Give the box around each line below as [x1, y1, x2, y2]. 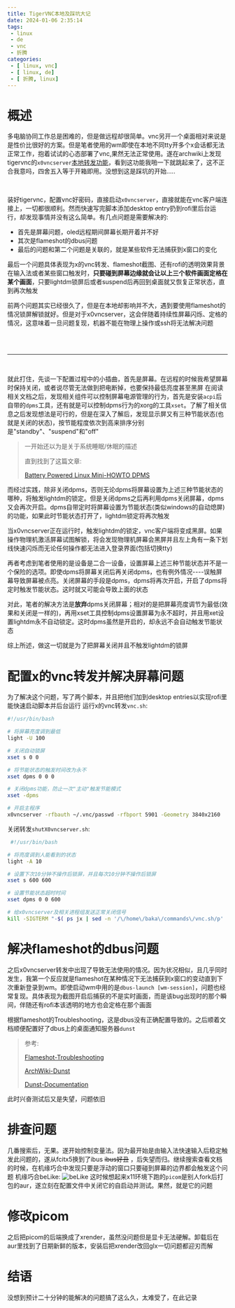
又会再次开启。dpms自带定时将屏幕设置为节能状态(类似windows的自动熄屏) [7, 503, 225, 512]
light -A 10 [7, 858, 42, 865]
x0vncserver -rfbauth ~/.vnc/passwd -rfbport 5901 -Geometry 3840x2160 [7, 811, 220, 818]
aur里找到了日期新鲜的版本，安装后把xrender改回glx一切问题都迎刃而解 [7, 1242, 213, 1250]
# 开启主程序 [7, 805, 40, 812]
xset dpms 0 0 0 [7, 773, 55, 780]
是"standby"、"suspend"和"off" [7, 428, 99, 436]
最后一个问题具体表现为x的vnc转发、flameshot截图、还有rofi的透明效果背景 [7, 260, 225, 269]
